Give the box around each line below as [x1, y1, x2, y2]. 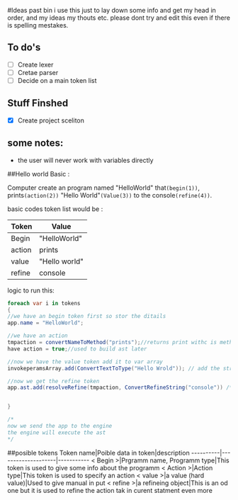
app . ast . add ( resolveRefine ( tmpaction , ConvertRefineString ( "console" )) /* [7, 384, 233, 392]
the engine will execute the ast [7, 428, 106, 436]
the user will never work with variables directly [17, 156, 154, 164]
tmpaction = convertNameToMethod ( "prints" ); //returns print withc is [7, 339, 217, 346]
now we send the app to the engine [7, 423, 113, 430]
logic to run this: [7, 286, 55, 295]
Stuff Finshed [7, 97, 69, 109]
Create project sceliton [17, 116, 85, 125]
